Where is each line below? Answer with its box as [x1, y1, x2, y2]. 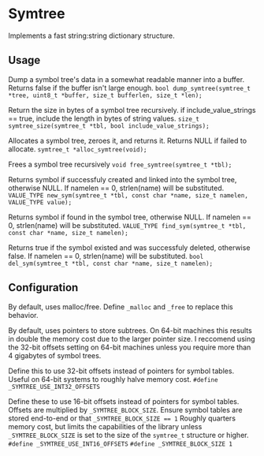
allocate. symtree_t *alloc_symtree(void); [8, 144, 147, 154]
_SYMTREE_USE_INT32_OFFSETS [8, 383, 101, 391]
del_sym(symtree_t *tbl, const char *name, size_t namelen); [8, 260, 214, 267]
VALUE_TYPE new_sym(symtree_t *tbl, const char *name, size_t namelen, [8, 191, 248, 200]
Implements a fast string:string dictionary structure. [8, 31, 175, 40]
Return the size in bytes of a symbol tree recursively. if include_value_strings [8, 105, 256, 114]
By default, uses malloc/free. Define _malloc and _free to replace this [8, 301, 234, 312]
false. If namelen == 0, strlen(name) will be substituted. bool [8, 251, 204, 260]
